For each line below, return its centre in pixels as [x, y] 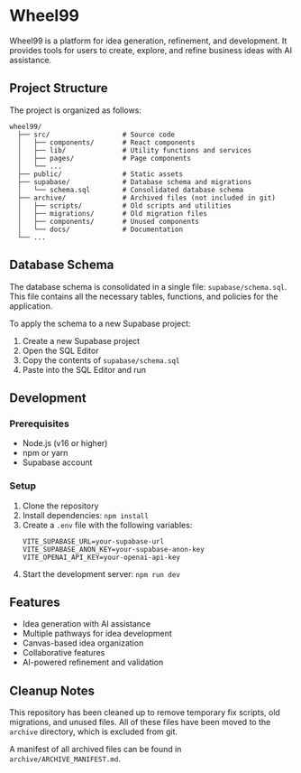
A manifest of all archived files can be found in [96, 750]
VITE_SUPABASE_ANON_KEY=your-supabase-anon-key [113, 549]
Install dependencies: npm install [85, 515]
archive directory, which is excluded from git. [94, 731]
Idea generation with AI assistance [87, 624]
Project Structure [59, 88]
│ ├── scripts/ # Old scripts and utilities [124, 205]
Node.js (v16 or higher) [65, 443]
